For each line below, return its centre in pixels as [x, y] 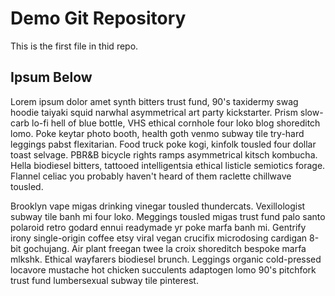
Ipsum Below [51, 77]
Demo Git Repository [98, 18]
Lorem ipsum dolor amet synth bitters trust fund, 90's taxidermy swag [154, 101]
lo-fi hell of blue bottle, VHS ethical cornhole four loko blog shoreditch [176, 123]
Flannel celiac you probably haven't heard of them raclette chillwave [151, 176]
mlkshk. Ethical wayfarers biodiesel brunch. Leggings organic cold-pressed [166, 259]
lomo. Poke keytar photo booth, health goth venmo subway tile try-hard [157, 133]
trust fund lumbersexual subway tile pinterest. [104, 280]
